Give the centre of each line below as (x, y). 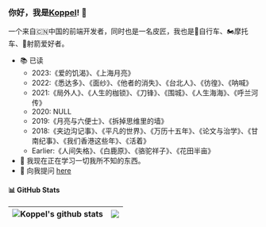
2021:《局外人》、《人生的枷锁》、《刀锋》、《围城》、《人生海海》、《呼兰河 (145, 93)
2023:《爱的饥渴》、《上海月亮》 (83, 73)
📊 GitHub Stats (34, 190)
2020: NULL (52, 112)
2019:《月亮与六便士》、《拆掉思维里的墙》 (100, 121)
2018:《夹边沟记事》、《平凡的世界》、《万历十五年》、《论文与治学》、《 (141, 131)
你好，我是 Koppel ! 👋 (48, 12)
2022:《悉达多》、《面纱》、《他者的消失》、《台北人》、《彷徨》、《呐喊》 (142, 83)
